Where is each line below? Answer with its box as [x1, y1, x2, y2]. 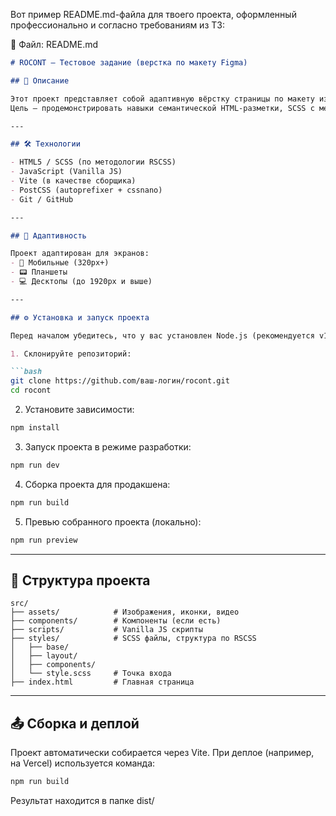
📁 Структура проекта [10, 572, 151, 589]
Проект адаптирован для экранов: [10, 249, 150, 259]
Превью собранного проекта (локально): [24, 515, 202, 528]
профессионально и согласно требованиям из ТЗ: [10, 19, 225, 31]
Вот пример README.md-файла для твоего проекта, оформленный [10, 9, 297, 20]
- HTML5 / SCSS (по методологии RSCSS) [10, 157, 177, 168]
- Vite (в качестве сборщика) [10, 176, 137, 186]
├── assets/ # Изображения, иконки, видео [10, 607, 240, 618]
